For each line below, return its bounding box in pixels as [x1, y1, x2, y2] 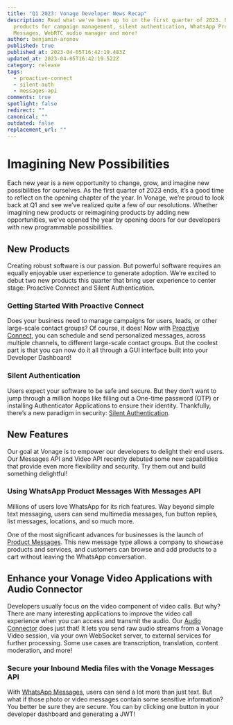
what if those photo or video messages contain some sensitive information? [7, 695, 223, 704]
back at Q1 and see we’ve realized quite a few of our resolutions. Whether [7, 201, 218, 209]
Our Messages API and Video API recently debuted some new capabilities [7, 455, 218, 463]
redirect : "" [7, 107, 45, 114]
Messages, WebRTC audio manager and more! [13, 29, 138, 37]
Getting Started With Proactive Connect [7, 301, 144, 311]
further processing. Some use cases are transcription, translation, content [7, 638, 218, 647]
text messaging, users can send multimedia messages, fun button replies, [7, 509, 218, 518]
